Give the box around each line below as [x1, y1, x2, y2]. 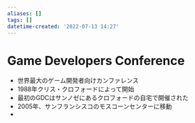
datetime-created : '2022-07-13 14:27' [7, 23, 119, 30]
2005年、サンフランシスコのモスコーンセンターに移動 [17, 102, 172, 111]
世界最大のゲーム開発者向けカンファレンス [17, 77, 139, 85]
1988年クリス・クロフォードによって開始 [17, 85, 135, 93]
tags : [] [7, 17, 33, 23]
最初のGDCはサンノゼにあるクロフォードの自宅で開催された [17, 94, 189, 102]
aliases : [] [7, 10, 42, 17]
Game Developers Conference [7, 53, 185, 68]
